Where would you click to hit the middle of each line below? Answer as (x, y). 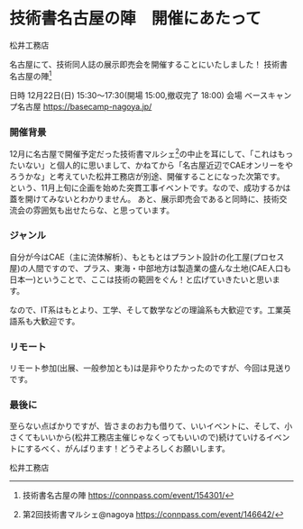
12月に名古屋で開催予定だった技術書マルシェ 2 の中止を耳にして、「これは (143, 152)
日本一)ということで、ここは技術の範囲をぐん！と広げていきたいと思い (141, 279)
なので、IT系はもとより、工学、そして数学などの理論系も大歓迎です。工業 (147, 310)
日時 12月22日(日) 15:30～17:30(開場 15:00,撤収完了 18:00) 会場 (126, 95)
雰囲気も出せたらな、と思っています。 (103, 210)
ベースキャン (268, 95)
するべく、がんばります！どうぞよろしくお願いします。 (128, 449)
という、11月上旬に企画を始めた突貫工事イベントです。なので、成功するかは (150, 187)
